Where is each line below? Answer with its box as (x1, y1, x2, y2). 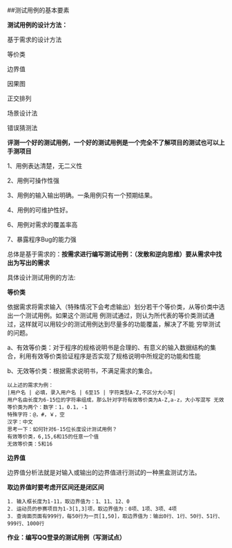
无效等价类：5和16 (7, 441, 53, 448)
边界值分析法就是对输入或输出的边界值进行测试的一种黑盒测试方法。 (7, 468, 201, 476)
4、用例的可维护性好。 (7, 206, 72, 214)
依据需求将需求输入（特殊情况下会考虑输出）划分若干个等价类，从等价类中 (7, 303, 219, 311)
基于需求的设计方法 (7, 35, 62, 44)
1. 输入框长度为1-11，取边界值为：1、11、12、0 (7, 498, 130, 505)
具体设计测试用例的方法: (7, 273, 76, 282)
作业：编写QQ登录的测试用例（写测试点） (7, 533, 126, 541)
